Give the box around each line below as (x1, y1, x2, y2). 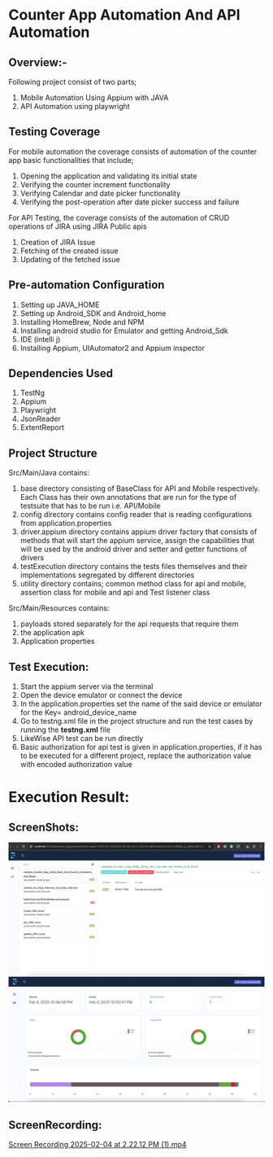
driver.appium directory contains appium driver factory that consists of (19, 527, 258, 537)
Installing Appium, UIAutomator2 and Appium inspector (19, 343, 206, 353)
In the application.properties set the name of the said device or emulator (19, 699, 262, 709)
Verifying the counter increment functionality (19, 179, 171, 189)
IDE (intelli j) (19, 334, 61, 344)
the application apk (19, 628, 85, 638)
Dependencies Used (8, 366, 114, 380)
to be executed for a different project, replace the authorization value (19, 751, 252, 760)
